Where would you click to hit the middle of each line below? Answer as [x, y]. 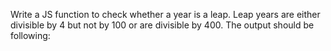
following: [30, 35]
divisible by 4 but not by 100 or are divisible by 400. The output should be [162, 25]
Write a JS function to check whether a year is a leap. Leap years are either [165, 14]
